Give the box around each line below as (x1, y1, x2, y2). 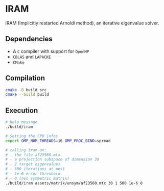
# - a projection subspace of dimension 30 (5, 157, 100, 162)
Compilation (5, 74, 45, 83)
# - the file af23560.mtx (5, 152, 60, 157)
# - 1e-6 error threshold (5, 171, 60, 176)
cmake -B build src (5, 87, 47, 92)
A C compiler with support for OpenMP (12, 48, 89, 54)
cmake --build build (5, 92, 50, 97)
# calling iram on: (5, 147, 47, 153)
